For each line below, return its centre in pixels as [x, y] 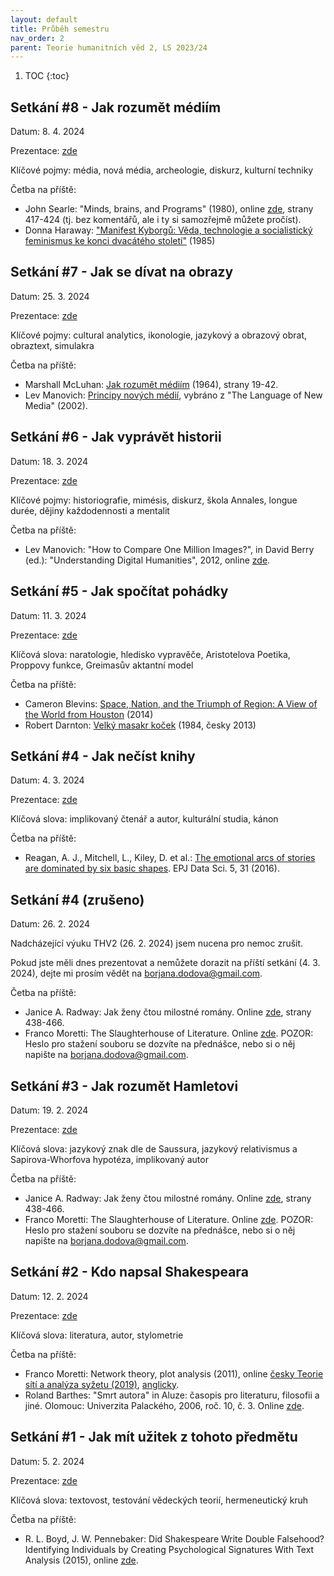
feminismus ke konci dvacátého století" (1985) [120, 241]
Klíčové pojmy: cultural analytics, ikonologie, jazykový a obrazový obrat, [159, 335]
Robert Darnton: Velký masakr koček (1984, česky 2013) [140, 725]
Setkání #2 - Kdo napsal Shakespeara [129, 1272]
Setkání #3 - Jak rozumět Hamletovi [124, 1086]
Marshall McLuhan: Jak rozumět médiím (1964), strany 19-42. [151, 384]
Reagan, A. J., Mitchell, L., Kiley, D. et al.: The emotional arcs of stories [170, 858]
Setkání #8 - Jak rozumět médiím [116, 107]
